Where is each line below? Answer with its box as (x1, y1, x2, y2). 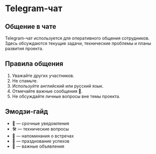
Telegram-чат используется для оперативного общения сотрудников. (5, 35, 150, 41)
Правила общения (5, 59, 64, 68)
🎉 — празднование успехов (12, 138, 69, 144)
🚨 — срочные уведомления (12, 120, 69, 126)
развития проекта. (5, 46, 44, 51)
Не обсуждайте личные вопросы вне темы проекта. (12, 93, 121, 99)
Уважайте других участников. (12, 73, 74, 78)
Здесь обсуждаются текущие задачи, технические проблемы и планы (5, 40, 152, 46)
